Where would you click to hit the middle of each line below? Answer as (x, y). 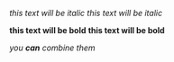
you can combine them (53, 48)
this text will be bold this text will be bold (87, 30)
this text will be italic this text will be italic (86, 13)
